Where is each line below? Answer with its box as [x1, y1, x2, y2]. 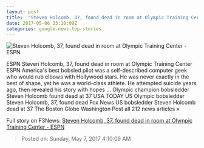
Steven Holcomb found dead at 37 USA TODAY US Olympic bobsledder [6, 92, 185, 100]
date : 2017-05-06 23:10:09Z [6, 20, 78, 26]
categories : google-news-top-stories [6, 25, 102, 32]
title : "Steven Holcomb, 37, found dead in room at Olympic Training [6, 14, 189, 21]
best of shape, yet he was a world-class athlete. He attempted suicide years [6, 80, 197, 87]
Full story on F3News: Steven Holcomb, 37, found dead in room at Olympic [6, 117, 193, 124]
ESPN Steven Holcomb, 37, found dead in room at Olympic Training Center [6, 60, 192, 68]
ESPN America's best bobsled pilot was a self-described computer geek [6, 67, 187, 74]
